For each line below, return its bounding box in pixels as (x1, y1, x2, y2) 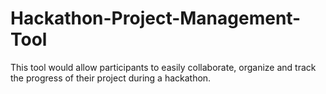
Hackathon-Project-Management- (10, 7, 302, 30)
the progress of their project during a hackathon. (10, 72, 212, 84)
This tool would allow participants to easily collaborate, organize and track (10, 61, 317, 73)
